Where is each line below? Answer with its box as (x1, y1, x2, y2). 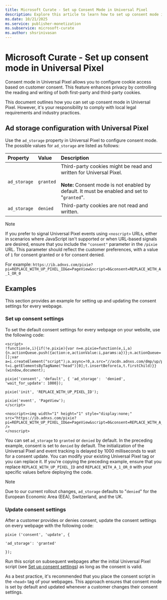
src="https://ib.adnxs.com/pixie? (5, 415, 77, 420)
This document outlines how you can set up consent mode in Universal (5, 99, 151, 105)
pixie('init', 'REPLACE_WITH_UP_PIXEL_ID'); (5, 389, 99, 395)
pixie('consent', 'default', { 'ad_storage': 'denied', (5, 376, 126, 381)
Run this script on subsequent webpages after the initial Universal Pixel (5, 558, 151, 565)
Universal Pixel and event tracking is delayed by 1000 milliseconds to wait (5, 448, 156, 454)
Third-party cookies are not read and (61, 202, 148, 209)
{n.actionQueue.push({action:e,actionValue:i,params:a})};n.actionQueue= (5, 350, 162, 355)
